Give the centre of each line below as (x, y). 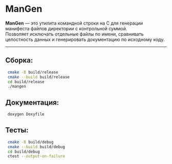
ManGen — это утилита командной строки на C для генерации (74, 23)
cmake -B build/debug (30, 142)
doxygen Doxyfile (26, 114)
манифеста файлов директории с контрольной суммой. (66, 28)
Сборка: (19, 60)
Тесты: (17, 130)
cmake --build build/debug (36, 147)
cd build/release (26, 82)
